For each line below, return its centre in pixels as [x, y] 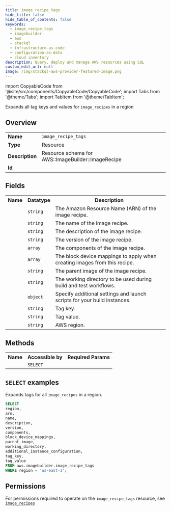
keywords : [16, 24]
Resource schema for [67, 153]
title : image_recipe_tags [33, 10]
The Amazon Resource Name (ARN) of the [106, 208]
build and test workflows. [85, 285]
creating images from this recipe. [95, 262]
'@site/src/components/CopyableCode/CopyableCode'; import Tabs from [83, 91]
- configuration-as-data [36, 52]
